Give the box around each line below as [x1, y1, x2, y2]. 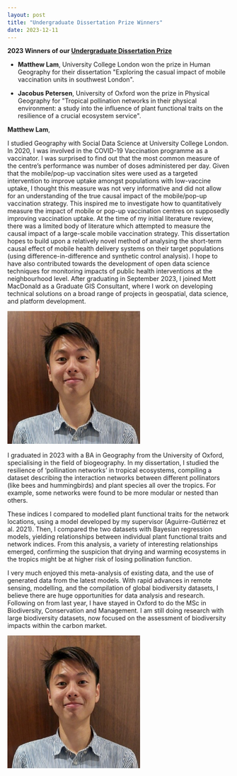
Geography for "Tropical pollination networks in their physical [17, 96, 197, 105]
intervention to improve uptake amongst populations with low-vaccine [7, 177, 211, 186]
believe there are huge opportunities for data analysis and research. [7, 591, 205, 600]
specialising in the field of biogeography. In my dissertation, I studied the [7, 459, 219, 467]
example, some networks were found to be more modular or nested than [7, 489, 219, 497]
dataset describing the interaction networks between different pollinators [7, 474, 221, 482]
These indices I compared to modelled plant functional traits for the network [7, 510, 229, 518]
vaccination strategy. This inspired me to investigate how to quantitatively [7, 199, 221, 208]
